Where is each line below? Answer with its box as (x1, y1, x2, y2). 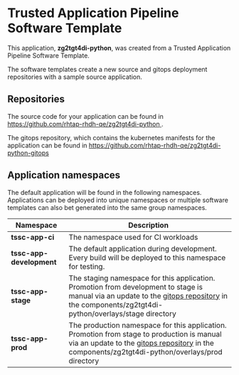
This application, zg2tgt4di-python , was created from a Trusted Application (7, 43, 231, 52)
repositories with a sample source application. (7, 73, 142, 81)
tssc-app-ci (11, 232, 55, 242)
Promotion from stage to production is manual (68, 329, 222, 339)
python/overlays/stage (68, 308, 144, 318)
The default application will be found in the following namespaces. (7, 188, 202, 196)
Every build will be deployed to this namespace (68, 253, 226, 263)
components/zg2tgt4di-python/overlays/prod (68, 347, 223, 356)
